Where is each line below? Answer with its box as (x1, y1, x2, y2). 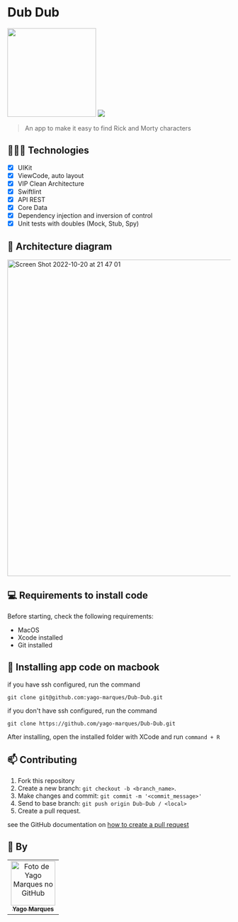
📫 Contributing (7, 754, 78, 766)
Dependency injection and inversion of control (17, 211, 153, 220)
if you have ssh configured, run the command (7, 680, 140, 689)
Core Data (17, 204, 48, 212)
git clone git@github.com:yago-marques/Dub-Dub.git (7, 694, 163, 701)
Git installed (17, 640, 53, 649)
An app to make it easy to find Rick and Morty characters (24, 123, 191, 132)
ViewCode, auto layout (17, 171, 84, 179)
